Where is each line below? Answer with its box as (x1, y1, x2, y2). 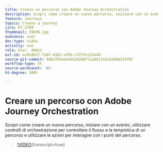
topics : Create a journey (5, 20, 57, 26)
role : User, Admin (5, 48, 42, 52)
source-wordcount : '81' (5, 66, 53, 71)
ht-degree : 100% (5, 70, 38, 75)
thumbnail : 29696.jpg (5, 30, 49, 34)
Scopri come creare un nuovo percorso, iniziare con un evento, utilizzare (5, 122, 150, 128)
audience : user (5, 34, 36, 39)
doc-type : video (5, 39, 38, 44)
